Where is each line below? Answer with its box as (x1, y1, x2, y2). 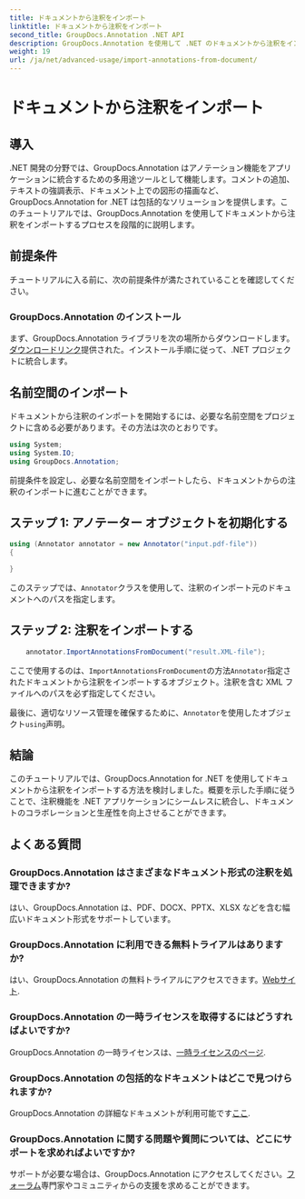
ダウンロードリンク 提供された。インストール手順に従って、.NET (9, 345, 250, 355)
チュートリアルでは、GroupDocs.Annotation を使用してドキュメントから (16, 208, 288, 218)
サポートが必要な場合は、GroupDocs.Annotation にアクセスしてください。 (9, 1169, 288, 1180)
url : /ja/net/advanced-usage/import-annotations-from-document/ (9, 55, 258, 65)
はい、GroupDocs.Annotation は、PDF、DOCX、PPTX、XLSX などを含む (9, 902, 283, 914)
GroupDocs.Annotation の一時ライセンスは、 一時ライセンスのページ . (9, 1046, 266, 1057)
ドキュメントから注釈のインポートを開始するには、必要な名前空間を (9, 410, 264, 421)
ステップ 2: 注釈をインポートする (9, 623, 194, 638)
